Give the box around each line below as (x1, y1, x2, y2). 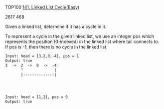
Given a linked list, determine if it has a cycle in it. (5, 23, 107, 29)
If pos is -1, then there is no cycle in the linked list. (5, 44, 108, 49)
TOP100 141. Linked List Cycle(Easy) (5, 4, 80, 10)
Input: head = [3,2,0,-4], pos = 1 (5, 53, 79, 58)
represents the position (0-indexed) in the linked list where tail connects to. (5, 38, 160, 44)
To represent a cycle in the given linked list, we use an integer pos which (5, 33, 155, 39)
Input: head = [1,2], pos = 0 (5, 94, 68, 99)
